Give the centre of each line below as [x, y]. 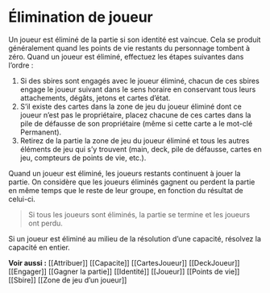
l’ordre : [21, 65]
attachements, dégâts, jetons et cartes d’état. [95, 97]
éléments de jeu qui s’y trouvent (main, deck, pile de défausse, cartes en [141, 149]
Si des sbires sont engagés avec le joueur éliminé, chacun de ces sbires [139, 80]
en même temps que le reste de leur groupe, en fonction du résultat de [126, 190]
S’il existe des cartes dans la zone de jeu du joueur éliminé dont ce [131, 106]
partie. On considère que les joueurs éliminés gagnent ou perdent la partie [132, 182]
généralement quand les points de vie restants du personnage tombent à [129, 47]
